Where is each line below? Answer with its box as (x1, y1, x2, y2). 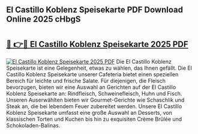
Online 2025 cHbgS (6, 14, 81, 25)
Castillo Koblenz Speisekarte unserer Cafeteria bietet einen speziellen (6, 71, 179, 78)
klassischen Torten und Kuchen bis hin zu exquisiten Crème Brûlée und (6, 115, 182, 123)
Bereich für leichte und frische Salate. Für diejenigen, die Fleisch (6, 78, 166, 84)
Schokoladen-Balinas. (6, 122, 61, 129)
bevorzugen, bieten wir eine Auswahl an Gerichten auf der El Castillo (6, 84, 176, 91)
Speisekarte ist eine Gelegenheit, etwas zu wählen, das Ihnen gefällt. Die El (6, 64, 192, 72)
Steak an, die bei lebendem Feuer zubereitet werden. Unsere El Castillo (6, 103, 182, 110)
